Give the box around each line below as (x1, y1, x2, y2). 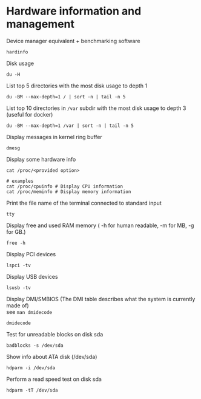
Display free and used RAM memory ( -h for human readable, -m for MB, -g (6, 222, 194, 229)
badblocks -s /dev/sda (6, 342, 64, 349)
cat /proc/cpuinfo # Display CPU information (6, 183, 123, 189)
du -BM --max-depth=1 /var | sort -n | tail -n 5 (6, 123, 134, 129)
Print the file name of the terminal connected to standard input (6, 199, 162, 206)
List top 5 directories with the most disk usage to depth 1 (6, 82, 148, 89)
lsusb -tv (6, 284, 31, 291)
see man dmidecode (6, 308, 53, 315)
